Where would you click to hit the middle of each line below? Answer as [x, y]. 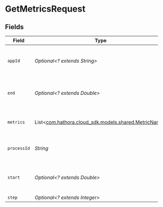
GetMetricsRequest [45, 9]
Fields [15, 27]
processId [19, 148]
